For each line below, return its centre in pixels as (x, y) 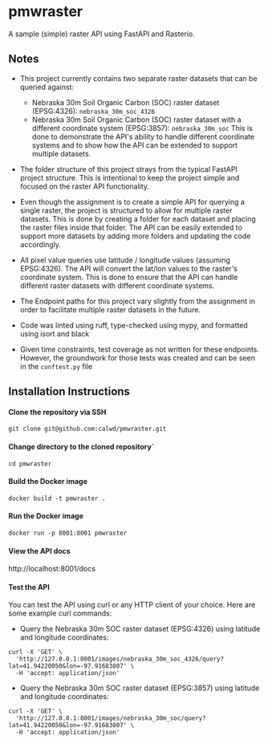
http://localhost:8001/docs (52, 569)
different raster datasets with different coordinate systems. (117, 285)
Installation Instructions (69, 392)
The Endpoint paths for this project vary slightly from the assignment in (137, 301)
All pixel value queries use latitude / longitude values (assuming (125, 260)
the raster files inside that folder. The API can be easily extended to (131, 227)
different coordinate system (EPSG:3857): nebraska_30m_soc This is (142, 128)
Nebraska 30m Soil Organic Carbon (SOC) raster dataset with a (137, 120)
